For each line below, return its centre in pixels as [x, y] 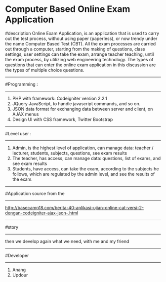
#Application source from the [35, 193]
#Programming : [21, 84]
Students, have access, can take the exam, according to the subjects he [85, 168]
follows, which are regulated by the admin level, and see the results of [83, 174]
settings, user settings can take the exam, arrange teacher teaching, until [80, 54]
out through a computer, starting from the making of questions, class [75, 49]
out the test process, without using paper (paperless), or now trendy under [81, 39]
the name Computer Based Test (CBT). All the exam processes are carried [81, 43]
